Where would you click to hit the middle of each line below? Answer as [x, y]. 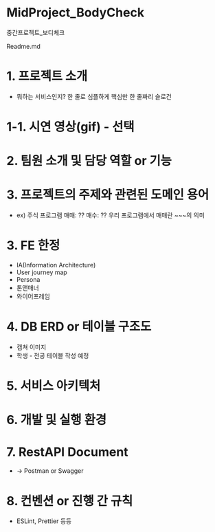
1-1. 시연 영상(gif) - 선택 [70, 127]
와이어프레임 [33, 296]
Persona [28, 280]
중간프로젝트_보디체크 [36, 32]
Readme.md [23, 46]
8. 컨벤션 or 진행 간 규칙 [70, 501]
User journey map [42, 272]
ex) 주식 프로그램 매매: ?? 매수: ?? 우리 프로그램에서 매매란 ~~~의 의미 [111, 215]
